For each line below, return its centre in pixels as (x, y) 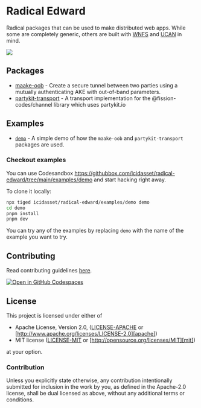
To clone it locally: (29, 191)
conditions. (20, 400)
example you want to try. (37, 237)
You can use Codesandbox (40, 173)
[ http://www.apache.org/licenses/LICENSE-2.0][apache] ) (86, 333)
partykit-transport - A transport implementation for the (83, 98)
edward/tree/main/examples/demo (49, 180)
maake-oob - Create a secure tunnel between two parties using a (96, 85)
